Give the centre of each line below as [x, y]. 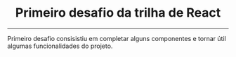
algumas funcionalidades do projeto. [60, 46]
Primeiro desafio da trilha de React [118, 13]
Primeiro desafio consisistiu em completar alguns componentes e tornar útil [117, 38]
